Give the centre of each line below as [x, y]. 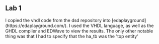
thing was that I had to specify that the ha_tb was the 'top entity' [72, 36]
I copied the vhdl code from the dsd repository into [58, 20]
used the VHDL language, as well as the [112, 25]
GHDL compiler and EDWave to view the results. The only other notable [79, 31]
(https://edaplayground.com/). [36, 25]
